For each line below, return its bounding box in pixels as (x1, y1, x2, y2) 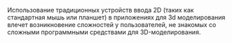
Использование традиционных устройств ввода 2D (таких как (7, 6, 194, 14)
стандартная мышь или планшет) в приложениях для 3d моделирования (7, 13, 226, 21)
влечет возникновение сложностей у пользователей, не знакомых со (7, 21, 217, 28)
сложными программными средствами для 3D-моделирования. (7, 28, 201, 36)
